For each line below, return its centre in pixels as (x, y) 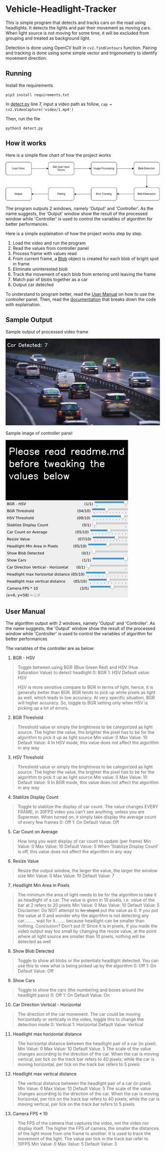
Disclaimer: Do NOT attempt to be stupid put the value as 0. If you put (88, 911)
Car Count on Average (35, 832)
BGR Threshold (28, 718)
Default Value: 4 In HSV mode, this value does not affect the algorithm (88, 743)
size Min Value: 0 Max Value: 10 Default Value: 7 (66, 876)
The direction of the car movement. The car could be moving (79, 1014)
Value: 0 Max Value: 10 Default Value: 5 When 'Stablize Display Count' (88, 846)
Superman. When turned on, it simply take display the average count (87, 817)
